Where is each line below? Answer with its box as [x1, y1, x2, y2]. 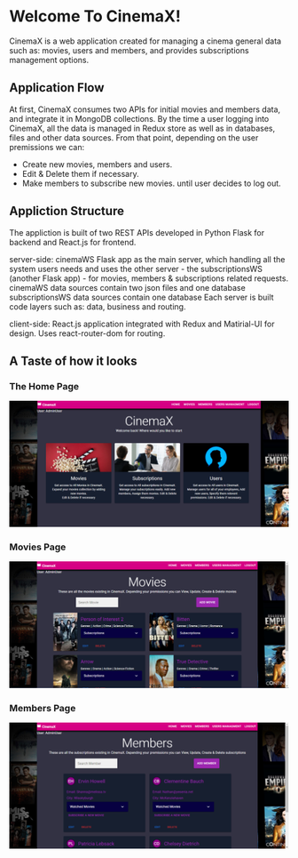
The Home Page [9, 380, 80, 392]
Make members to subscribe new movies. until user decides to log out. [21, 178, 281, 188]
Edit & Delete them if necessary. [21, 168, 139, 179]
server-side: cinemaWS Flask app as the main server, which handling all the [9, 253, 286, 264]
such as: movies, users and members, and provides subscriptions [9, 44, 250, 55]
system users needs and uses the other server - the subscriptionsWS [9, 263, 263, 274]
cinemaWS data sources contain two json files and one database [9, 282, 246, 293]
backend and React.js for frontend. [9, 237, 137, 247]
